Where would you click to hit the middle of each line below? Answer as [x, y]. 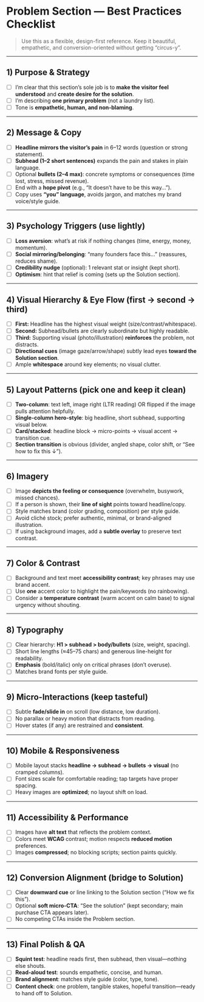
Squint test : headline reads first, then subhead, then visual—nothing [101, 959]
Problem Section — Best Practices [94, 11]
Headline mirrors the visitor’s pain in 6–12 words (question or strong [101, 147]
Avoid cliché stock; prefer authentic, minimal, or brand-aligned [93, 518]
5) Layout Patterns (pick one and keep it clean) [96, 389]
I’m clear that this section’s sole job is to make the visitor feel [92, 87]
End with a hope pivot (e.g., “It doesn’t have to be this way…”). [93, 187]
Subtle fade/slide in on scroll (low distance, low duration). [88, 712]
